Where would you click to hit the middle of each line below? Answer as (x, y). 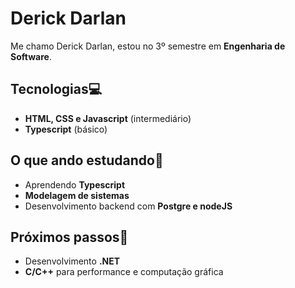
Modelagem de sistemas (77, 195)
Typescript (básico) (66, 129)
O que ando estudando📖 (87, 160)
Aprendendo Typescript (75, 184)
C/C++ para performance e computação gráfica (124, 272)
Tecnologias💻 (56, 89)
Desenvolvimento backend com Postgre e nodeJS (128, 206)
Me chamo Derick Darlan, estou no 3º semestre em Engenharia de (148, 46)
